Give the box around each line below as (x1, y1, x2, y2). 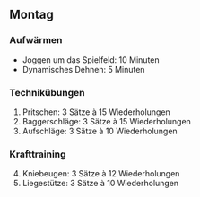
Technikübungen (9, 86, 85, 98)
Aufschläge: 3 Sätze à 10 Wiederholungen (22, 125, 178, 136)
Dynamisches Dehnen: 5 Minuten (22, 64, 145, 74)
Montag (9, 7, 54, 22)
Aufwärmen (9, 34, 63, 47)
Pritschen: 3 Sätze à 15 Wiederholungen (22, 107, 170, 117)
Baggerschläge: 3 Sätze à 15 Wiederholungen (22, 116, 191, 126)
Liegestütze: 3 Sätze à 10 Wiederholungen (22, 178, 179, 189)
